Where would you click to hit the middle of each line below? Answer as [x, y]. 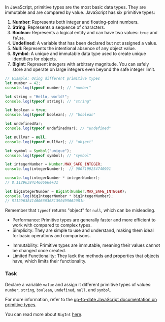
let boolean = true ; [26, 110]
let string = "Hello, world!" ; [37, 97]
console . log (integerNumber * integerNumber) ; [52, 178]
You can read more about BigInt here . [44, 314]
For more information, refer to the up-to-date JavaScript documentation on [81, 299]
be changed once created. [39, 250]
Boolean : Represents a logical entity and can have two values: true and [85, 32]
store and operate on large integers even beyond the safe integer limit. [84, 69]
